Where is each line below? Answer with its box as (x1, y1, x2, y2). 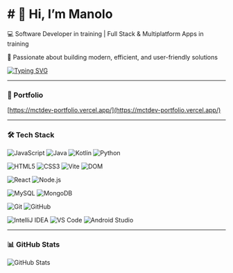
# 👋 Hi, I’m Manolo (7, 6, 113, 22)
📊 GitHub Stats (7, 240, 60, 249)
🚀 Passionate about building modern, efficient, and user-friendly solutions (7, 53, 218, 61)
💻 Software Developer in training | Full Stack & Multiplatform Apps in (7, 29, 204, 37)
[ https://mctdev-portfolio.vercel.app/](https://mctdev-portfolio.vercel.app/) (7, 106, 221, 114)
